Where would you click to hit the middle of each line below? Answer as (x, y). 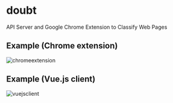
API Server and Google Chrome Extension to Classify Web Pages (87, 27)
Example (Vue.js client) (51, 79)
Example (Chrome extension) (62, 46)
